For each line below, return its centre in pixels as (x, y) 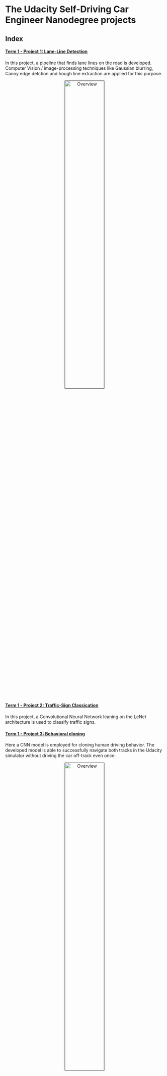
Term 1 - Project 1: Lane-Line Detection (47, 52)
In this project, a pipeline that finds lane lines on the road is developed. (78, 63)
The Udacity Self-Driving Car (67, 9)
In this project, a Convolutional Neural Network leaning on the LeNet (76, 717)
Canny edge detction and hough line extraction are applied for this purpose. (84, 73)
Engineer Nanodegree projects (71, 20)
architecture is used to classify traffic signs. (51, 722)
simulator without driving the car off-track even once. (61, 756)
